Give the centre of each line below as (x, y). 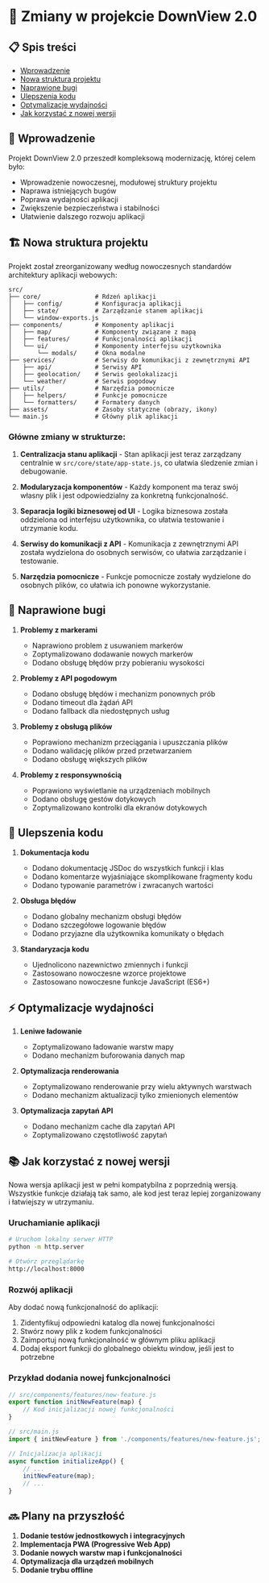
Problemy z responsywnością (71, 775)
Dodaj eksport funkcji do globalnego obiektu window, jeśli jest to (127, 1349)
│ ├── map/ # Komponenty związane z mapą (102, 332)
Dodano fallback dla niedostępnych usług (101, 711)
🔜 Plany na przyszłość (66, 1517)
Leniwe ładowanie (51, 1031)
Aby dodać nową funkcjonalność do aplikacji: (83, 1307)
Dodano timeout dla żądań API (83, 702)
